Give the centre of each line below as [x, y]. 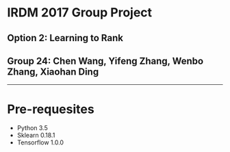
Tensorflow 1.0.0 [40, 142]
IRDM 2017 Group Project [80, 13]
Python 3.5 [32, 128]
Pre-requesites [51, 109]
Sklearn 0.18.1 [36, 136]
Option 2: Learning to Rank [65, 38]
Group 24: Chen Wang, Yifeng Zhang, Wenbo [105, 61]
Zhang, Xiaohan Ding [53, 72]
